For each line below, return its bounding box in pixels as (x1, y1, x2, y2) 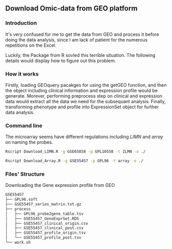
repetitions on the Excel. (5, 42, 56, 48)
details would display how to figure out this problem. (5, 58, 117, 64)
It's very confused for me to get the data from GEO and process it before (5, 31, 159, 37)
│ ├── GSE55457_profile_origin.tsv (5, 231, 86, 236)
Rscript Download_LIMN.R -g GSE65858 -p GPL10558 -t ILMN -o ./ (5, 149, 146, 155)
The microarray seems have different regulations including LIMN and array (5, 133, 163, 140)
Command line (5, 122, 43, 129)
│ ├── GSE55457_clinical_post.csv (5, 225, 84, 231)
